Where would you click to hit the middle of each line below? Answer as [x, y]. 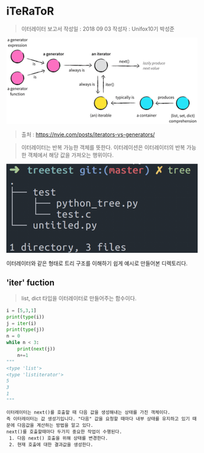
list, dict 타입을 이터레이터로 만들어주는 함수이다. [79, 298]
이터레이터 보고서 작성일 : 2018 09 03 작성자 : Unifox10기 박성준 [98, 29]
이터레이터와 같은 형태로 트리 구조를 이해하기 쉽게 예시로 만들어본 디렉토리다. [97, 263]
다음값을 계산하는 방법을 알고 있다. [55, 425]
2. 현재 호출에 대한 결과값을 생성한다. [51, 444]
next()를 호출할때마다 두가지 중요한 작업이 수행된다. [64, 432]
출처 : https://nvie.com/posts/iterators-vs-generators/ [88, 134]
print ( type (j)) [25, 330]
